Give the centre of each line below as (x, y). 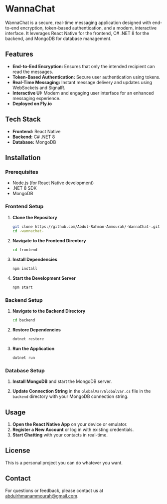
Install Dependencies (35, 260)
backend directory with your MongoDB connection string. (70, 396)
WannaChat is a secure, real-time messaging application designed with (78, 23)
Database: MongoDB (34, 142)
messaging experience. (36, 98)
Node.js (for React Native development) (53, 183)
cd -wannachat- (28, 231)
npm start (23, 288)
